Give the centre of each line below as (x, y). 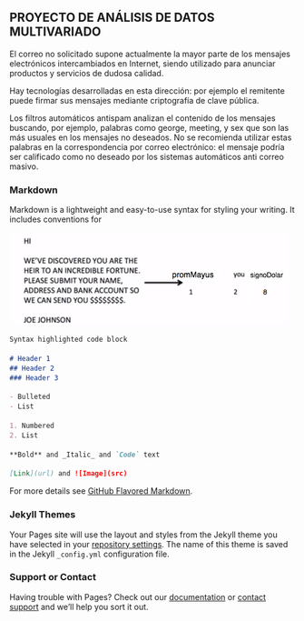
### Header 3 (34, 378)
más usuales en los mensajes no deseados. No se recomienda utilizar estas (151, 137)
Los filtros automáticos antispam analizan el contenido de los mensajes (142, 118)
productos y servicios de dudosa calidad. (87, 73)
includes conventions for (56, 219)
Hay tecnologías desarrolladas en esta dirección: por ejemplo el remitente (147, 90)
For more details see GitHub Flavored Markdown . (101, 491)
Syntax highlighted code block (69, 340)
